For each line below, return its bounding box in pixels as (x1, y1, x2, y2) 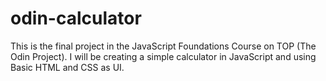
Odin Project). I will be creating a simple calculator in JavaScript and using (10, 50, 317, 62)
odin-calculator (10, 7, 142, 30)
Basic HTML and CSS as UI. (10, 61, 125, 73)
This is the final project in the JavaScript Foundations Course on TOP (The (10, 40, 317, 52)
